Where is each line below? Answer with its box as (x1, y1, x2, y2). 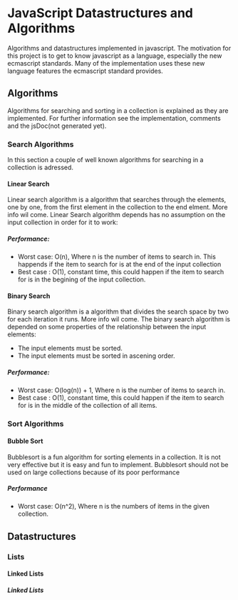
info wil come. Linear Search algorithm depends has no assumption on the (7, 211, 226, 219)
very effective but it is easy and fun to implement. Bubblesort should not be (7, 460, 229, 469)
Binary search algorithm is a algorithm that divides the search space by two (7, 307, 229, 316)
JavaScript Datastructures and (7, 5, 194, 21)
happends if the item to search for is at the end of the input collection (17, 260, 222, 269)
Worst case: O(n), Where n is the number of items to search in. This (17, 252, 216, 261)
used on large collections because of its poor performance (7, 468, 180, 476)
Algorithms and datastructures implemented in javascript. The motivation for (7, 44, 232, 52)
